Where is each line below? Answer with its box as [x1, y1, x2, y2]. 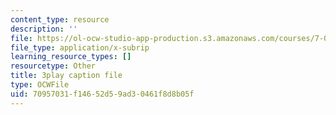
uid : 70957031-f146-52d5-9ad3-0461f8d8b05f [10, 89, 195, 99]
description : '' [10, 24, 78, 34]
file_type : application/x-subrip [10, 42, 150, 53]
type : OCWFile [10, 80, 70, 90]
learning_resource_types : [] [10, 52, 132, 62]
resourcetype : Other [10, 61, 97, 71]
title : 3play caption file [10, 71, 123, 81]
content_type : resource [10, 14, 110, 25]
